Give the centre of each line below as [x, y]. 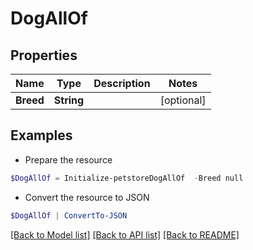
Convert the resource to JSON [87, 197]
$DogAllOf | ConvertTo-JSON [69, 215]
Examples [41, 135]
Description [122, 83]
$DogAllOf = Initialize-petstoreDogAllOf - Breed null [127, 178]
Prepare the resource [68, 159]
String [69, 100]
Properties [44, 55]
